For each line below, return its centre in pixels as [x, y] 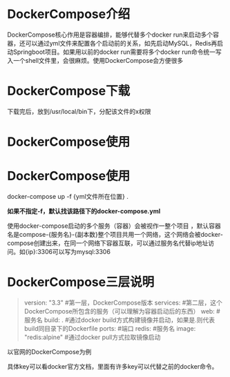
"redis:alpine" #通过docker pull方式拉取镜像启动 [92, 337]
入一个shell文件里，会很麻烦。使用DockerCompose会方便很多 [95, 60]
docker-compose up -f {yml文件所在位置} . [68, 196]
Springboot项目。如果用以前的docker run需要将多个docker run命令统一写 [117, 52]
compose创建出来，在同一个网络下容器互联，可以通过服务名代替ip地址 [108, 243]
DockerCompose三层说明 [81, 282]
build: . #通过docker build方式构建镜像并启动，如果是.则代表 [130, 320]
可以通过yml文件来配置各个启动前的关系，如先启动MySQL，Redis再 [121, 43]
